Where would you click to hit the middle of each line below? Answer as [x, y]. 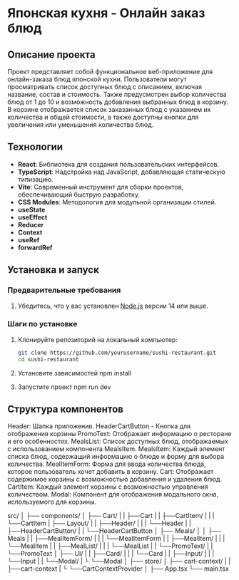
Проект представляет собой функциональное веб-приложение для [110, 72]
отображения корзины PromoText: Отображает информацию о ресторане [119, 434]
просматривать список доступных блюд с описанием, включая [105, 87]
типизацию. [35, 179]
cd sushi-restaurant [48, 359]
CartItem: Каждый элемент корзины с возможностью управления [108, 487]
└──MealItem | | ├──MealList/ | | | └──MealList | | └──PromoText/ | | [110, 546]
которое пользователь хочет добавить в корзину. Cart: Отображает [111, 472]
